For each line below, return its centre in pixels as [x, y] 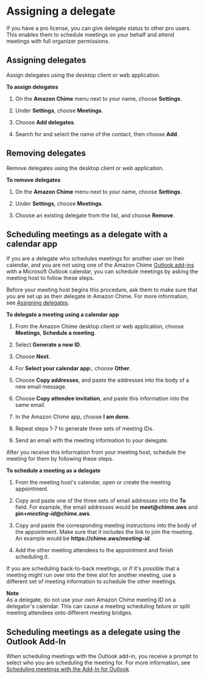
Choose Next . [33, 357]
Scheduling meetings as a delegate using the [93, 632]
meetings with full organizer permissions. [58, 41]
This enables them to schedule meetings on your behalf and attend [90, 34]
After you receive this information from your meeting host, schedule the [96, 452]
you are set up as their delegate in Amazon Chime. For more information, [97, 296]
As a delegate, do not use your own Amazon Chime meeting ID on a [91, 600]
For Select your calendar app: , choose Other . [73, 368]
